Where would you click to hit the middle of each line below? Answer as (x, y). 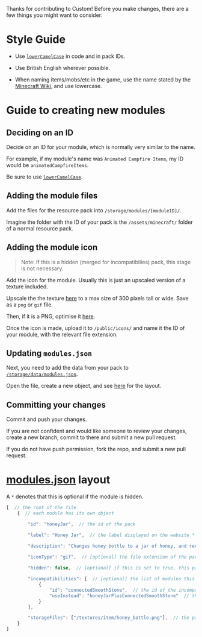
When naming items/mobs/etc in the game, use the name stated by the (103, 79)
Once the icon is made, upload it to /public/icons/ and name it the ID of (96, 328)
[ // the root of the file (41, 508)
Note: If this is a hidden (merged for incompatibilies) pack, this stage (106, 262)
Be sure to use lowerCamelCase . (44, 177)
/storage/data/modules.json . (42, 374)
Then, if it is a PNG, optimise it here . (51, 316)
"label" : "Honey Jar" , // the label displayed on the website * (112, 535)
